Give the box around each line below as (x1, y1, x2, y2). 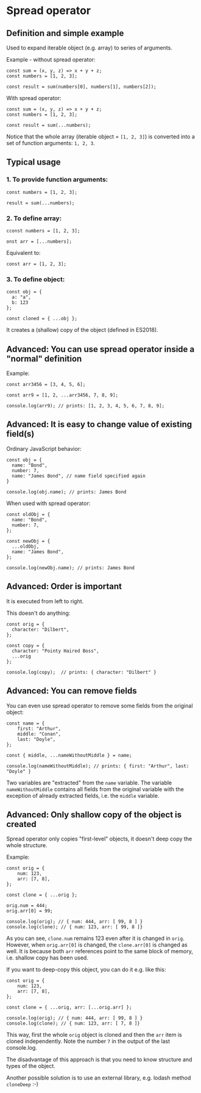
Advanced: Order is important (6, 581, 122, 592)
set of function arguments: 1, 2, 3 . (6, 140, 96, 146)
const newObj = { (6, 538, 51, 544)
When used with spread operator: (6, 500, 91, 507)
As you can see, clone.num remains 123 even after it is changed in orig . (6, 934, 185, 942)
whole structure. (6, 842, 48, 849)
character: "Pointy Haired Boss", (12, 648, 99, 654)
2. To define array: (6, 214, 62, 223)
